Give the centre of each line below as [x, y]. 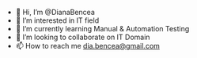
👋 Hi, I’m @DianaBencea [55, 12]
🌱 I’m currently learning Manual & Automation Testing [102, 29]
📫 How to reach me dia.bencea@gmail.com [88, 46]
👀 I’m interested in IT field [57, 20]
